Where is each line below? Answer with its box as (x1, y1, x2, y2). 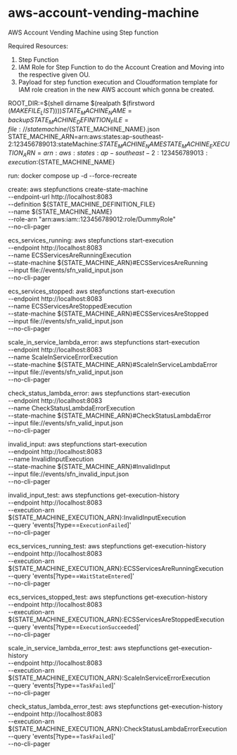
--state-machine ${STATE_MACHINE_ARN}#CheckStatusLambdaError (8, 411, 212, 420)
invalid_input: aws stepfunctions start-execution (8, 440, 147, 449)
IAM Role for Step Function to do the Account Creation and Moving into (18, 63, 224, 71)
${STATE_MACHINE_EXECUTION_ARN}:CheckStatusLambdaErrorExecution (8, 725, 227, 733)
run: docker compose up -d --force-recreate (8, 172, 138, 180)
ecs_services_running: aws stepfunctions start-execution (8, 236, 174, 245)
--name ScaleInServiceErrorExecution (8, 353, 118, 361)
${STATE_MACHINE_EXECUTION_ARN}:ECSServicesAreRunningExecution (8, 564, 224, 573)
